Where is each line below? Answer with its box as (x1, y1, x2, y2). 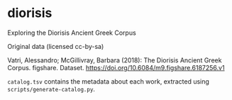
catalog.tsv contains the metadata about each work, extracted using (7, 77, 209, 86)
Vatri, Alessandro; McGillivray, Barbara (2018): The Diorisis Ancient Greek (7, 55, 222, 65)
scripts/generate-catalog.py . (7, 84, 96, 93)
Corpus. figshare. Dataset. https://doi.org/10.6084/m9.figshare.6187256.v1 (7, 63, 225, 72)
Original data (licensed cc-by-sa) (7, 42, 104, 50)
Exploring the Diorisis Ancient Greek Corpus (7, 28, 136, 37)
